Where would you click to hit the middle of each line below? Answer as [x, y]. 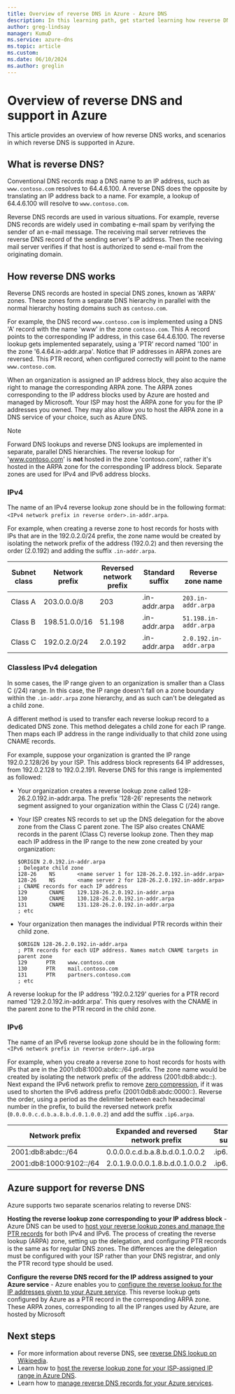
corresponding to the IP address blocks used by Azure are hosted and [108, 395]
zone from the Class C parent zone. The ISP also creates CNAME [111, 826]
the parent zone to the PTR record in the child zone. [82, 1009]
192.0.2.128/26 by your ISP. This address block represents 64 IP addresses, [116, 762]
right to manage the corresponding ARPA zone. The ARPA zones [100, 388]
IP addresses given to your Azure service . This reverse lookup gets [104, 1292]
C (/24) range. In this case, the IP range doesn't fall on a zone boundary [111, 690]
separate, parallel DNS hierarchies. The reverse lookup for [91, 452]
